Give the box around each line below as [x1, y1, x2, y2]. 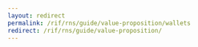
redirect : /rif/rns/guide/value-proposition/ [7, 26, 162, 34]
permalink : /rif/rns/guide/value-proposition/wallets [7, 19, 192, 27]
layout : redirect [7, 11, 66, 20]
